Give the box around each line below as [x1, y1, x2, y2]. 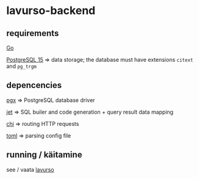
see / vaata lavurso [6, 166, 54, 173]
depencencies [6, 80, 62, 90]
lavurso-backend [6, 4, 96, 18]
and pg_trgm [6, 62, 37, 70]
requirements [6, 28, 59, 38]
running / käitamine [6, 150, 82, 160]
